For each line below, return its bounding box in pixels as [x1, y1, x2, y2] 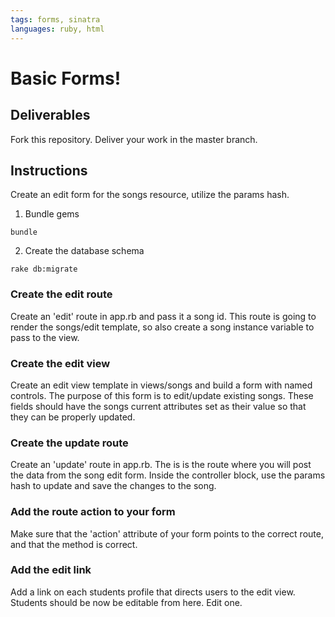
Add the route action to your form [10, 505, 176, 519]
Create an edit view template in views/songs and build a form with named [10, 379, 313, 391]
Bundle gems [24, 208, 80, 220]
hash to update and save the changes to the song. [10, 480, 217, 492]
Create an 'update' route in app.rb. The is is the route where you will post [10, 459, 312, 471]
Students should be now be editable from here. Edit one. [10, 596, 243, 608]
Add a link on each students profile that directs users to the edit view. [10, 586, 296, 598]
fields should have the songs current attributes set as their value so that [10, 400, 307, 412]
